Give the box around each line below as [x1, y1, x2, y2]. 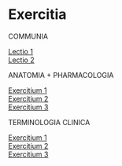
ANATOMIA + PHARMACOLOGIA [8, 70, 114, 79]
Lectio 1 [8, 46, 34, 56]
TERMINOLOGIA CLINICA [8, 117, 91, 127]
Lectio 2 [8, 55, 35, 65]
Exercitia [8, 6, 67, 24]
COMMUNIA [8, 31, 49, 41]
